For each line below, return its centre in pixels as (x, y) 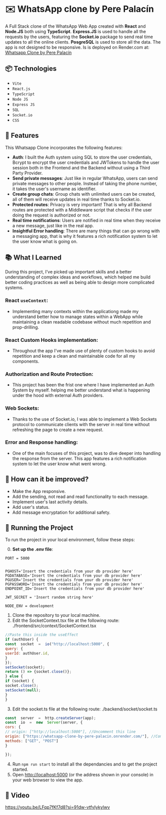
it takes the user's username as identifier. (54, 189)
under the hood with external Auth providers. (58, 395)
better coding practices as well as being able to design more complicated (80, 282)
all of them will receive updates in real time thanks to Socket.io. (76, 199)
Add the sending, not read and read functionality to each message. (81, 496)
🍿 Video (17, 795)
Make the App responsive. (39, 491)
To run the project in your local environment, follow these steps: (70, 540)
